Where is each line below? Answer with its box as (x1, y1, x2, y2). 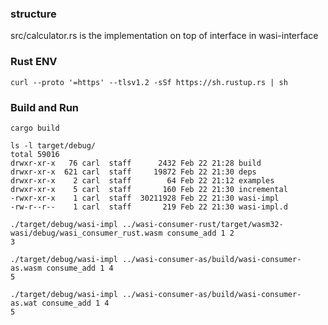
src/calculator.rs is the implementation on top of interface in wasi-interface (10, 30, 319, 42)
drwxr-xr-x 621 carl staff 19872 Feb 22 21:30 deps (10, 167, 257, 177)
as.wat (10, 298, 38, 308)
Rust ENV (10, 55, 58, 69)
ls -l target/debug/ (10, 140, 97, 151)
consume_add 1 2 (166, 228, 235, 238)
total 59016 (10, 149, 60, 159)
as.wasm (10, 263, 43, 273)
